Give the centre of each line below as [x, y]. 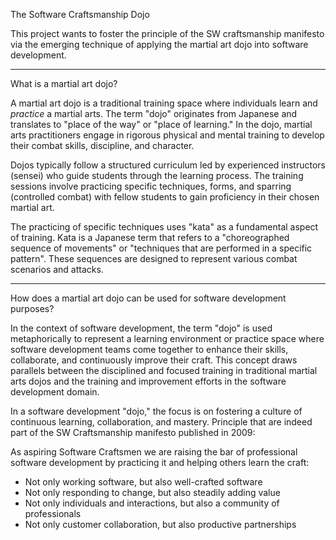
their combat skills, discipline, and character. [102, 145]
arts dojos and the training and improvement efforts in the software [148, 381]
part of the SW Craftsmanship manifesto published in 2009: [133, 432]
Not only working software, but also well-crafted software [143, 482]
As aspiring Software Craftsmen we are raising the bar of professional [154, 452]
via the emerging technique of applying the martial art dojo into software [159, 44]
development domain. [55, 392]
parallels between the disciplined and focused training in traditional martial [164, 370]
